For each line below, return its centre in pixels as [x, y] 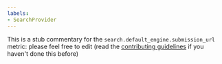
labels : [18, 13]
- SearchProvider [32, 20]
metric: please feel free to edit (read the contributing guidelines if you [106, 46]
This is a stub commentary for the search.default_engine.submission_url [111, 39]
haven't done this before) [43, 53]
